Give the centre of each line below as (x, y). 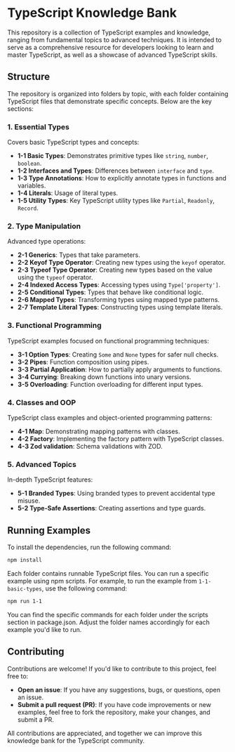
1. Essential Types (39, 126)
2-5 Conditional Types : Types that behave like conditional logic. (110, 292)
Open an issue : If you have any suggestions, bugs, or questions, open (119, 690)
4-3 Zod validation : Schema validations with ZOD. (90, 446)
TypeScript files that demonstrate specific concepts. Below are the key (110, 101)
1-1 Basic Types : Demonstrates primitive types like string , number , (113, 156)
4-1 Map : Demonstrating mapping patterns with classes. (99, 431)
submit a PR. (35, 719)
